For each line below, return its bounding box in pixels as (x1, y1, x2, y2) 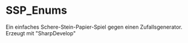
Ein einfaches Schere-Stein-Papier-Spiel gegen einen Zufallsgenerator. (5, 23, 183, 30)
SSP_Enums (5, 4, 68, 17)
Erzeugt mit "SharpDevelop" (5, 29, 76, 36)
